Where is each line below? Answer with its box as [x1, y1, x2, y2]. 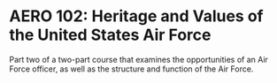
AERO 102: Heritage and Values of [9, 6, 264, 26]
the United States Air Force [9, 25, 212, 45]
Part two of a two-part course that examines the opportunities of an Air [9, 54, 268, 64]
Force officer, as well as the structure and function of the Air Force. [9, 64, 254, 74]
